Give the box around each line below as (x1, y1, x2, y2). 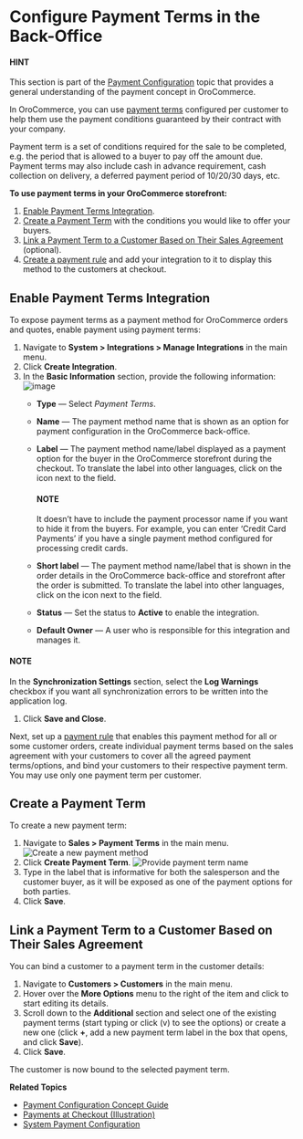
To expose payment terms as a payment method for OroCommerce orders (9, 315, 288, 326)
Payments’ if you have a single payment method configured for (36, 533, 274, 544)
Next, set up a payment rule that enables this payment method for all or (9, 730, 277, 741)
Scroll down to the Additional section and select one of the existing (22, 1008, 277, 1019)
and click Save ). (22, 1037, 84, 1048)
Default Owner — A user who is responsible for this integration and (36, 625, 290, 636)
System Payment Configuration (22, 1119, 141, 1130)
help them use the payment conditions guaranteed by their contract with (9, 114, 282, 125)
